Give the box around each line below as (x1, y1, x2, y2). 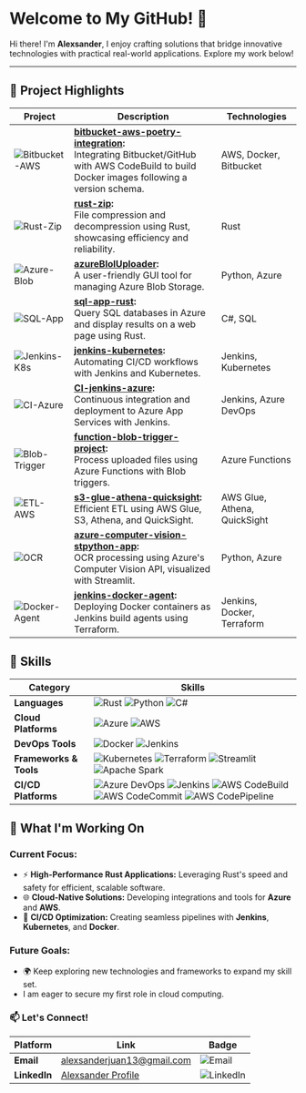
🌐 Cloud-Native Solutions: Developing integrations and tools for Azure (22, 892, 291, 903)
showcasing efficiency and (74, 231, 189, 244)
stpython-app (74, 539, 138, 552)
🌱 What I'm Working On (9, 820, 145, 836)
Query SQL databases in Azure (74, 306, 207, 319)
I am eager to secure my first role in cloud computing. (22, 988, 225, 999)
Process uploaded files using (74, 453, 199, 465)
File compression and (74, 209, 167, 221)
